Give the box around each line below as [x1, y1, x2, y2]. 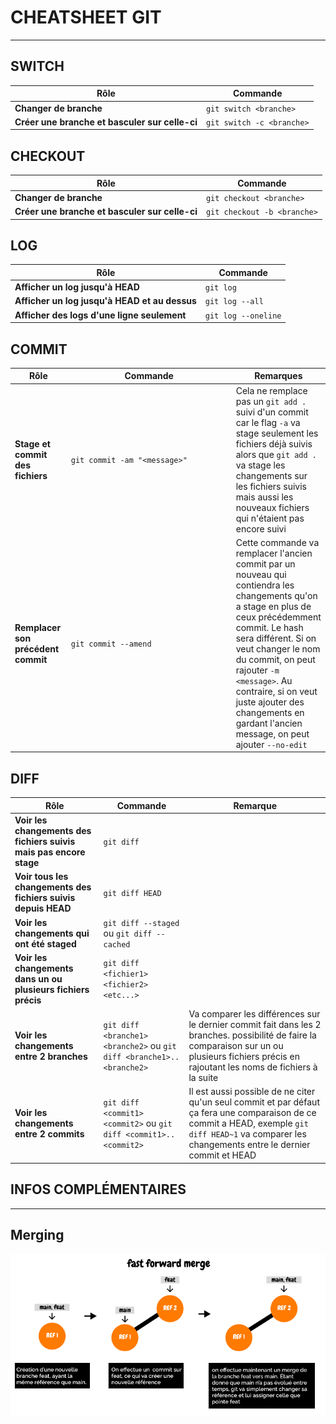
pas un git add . [235, 395, 307, 407]
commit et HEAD [188, 1149, 257, 1161]
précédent [14, 642, 60, 655]
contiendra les [235, 579, 295, 591]
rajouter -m [235, 664, 280, 676]
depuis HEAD [14, 902, 72, 915]
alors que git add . [235, 448, 317, 460]
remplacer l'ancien [235, 547, 313, 559]
